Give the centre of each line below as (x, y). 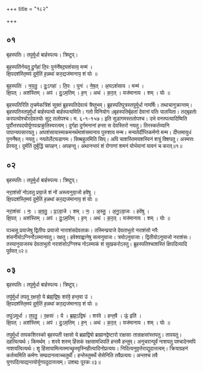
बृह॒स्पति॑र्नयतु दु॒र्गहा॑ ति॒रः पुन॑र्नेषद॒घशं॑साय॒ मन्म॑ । (49, 67)
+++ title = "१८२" (27, 9)
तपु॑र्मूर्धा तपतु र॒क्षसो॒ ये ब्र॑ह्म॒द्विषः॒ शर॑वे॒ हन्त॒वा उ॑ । (49, 297)
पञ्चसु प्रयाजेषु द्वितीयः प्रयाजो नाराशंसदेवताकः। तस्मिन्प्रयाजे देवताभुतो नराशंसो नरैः (82, 230)
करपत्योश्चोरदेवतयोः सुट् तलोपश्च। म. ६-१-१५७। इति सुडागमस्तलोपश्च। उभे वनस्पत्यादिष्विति (97, 119)
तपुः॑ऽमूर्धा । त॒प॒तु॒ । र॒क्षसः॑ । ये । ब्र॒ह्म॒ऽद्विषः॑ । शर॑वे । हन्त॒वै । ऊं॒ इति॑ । (74, 316)
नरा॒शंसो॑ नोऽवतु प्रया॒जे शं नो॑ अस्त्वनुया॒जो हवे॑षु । (51, 192)
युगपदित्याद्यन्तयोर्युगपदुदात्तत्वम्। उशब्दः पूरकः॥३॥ (54, 362)
